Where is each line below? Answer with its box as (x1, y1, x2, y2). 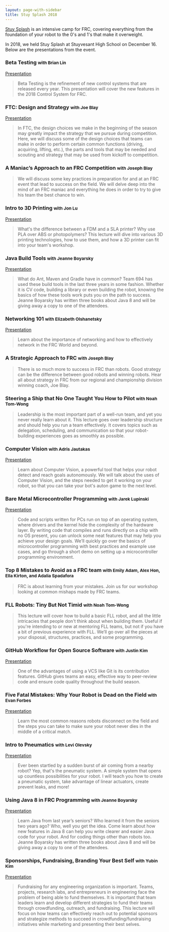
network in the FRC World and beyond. (17, 342, 98, 348)
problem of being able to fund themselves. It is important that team (17, 894, 156, 900)
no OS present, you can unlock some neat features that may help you (17, 532, 161, 538)
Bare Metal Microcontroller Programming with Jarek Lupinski (5, 496, 149, 503)
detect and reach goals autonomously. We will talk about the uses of (17, 472, 159, 478)
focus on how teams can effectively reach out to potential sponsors (17, 910, 157, 916)
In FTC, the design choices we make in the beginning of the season (17, 125, 157, 131)
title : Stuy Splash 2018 (5, 12, 57, 17)
